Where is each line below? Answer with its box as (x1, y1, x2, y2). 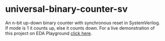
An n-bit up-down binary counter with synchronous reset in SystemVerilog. (5, 20, 160, 26)
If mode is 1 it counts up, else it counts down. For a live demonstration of (5, 25, 155, 31)
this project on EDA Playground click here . (5, 30, 92, 36)
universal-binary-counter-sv (5, 3, 128, 15)
